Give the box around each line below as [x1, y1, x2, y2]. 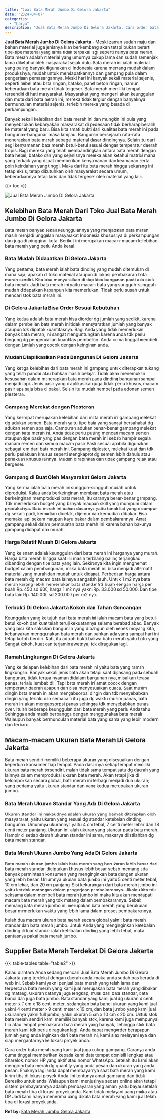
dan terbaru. [5, 722, 30, 728]
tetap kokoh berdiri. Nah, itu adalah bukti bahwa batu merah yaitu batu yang [5, 636, 158, 642]
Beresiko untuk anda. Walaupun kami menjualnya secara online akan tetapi [5, 1078, 156, 1084]
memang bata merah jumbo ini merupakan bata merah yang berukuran [5, 902, 148, 908]
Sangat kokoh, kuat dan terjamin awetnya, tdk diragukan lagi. [5, 641, 128, 647]
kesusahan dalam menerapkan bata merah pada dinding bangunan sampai [5, 376, 156, 381]
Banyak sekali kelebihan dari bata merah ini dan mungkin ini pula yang [5, 116, 147, 122]
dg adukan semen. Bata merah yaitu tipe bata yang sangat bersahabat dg [5, 420, 153, 426]
